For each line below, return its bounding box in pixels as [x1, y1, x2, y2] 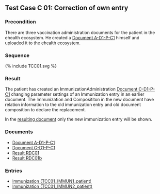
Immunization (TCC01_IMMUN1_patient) [12, 178, 92, 184]
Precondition [5, 18, 36, 25]
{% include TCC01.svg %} [5, 63, 57, 69]
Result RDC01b [12, 155, 42, 161]
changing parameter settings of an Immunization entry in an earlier [11, 91, 144, 97]
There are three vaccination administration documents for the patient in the [5, 29, 155, 35]
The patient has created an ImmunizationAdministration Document [5, 86, 138, 92]
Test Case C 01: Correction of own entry [5, 4, 128, 12]
